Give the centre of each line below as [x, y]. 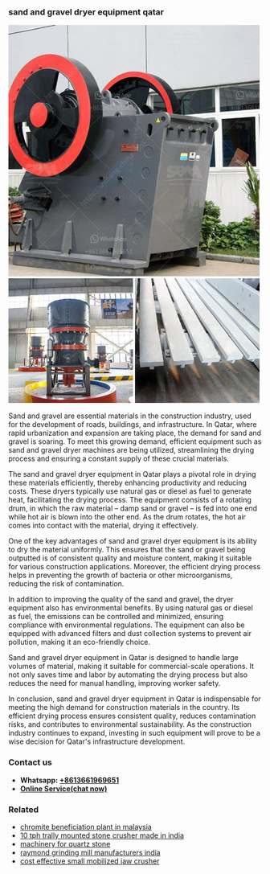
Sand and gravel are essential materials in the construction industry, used [130, 416]
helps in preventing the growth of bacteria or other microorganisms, [121, 575]
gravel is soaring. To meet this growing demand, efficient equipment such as [135, 441]
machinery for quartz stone [65, 843]
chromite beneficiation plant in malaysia [86, 827]
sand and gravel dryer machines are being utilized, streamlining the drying [131, 450]
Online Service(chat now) [63, 788]
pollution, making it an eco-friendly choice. [80, 642]
